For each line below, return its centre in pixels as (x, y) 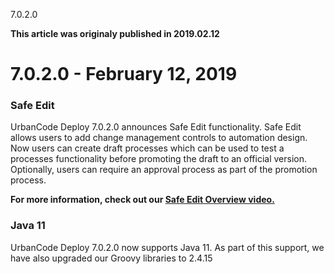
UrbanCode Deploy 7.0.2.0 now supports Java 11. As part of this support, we (167, 247)
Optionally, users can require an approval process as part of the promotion (164, 170)
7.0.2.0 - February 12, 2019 (124, 74)
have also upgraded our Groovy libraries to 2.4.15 (111, 258)
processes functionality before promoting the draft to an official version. (158, 159)
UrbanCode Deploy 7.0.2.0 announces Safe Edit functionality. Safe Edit (156, 127)
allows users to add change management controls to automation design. (159, 138)
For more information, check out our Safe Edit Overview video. (142, 200)
